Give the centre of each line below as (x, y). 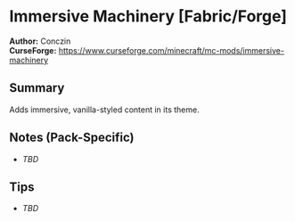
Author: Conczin (40, 41)
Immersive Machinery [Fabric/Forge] (148, 16)
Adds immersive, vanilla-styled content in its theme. (104, 110)
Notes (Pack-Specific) (72, 138)
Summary (37, 88)
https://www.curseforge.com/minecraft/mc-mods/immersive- (172, 50)
